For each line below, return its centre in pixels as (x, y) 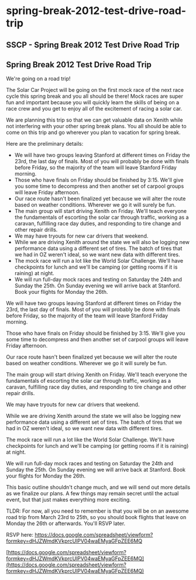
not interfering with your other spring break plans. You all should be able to (96, 126)
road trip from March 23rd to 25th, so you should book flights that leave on (96, 517)
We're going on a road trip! (38, 79)
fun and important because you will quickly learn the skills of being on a (93, 102)
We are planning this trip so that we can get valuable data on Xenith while (94, 120)
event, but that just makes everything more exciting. (69, 500)
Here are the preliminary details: (45, 144)
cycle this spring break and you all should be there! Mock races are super (94, 96)
